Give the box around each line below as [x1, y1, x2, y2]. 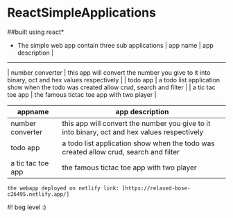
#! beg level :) [7, 203, 46, 211]
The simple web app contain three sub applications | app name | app [17, 41, 214, 49]
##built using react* [7, 28, 64, 36]
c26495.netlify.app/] [7, 190, 70, 198]
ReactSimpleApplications [7, 5, 156, 21]
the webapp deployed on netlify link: [7, 185, 119, 192]
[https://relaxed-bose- [121, 185, 191, 192]
